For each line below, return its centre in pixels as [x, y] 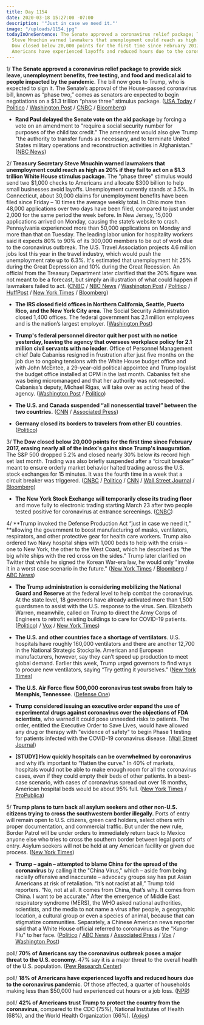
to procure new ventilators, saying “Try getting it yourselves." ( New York [105, 670]
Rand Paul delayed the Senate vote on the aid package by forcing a [100, 119]
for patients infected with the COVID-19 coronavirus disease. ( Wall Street [106, 738]
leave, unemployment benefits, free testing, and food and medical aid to [99, 75]
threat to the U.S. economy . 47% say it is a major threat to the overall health [102, 959]
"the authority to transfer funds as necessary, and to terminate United [102, 139]
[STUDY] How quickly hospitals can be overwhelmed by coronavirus [103, 756]
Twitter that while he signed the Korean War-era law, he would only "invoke [100, 562]
